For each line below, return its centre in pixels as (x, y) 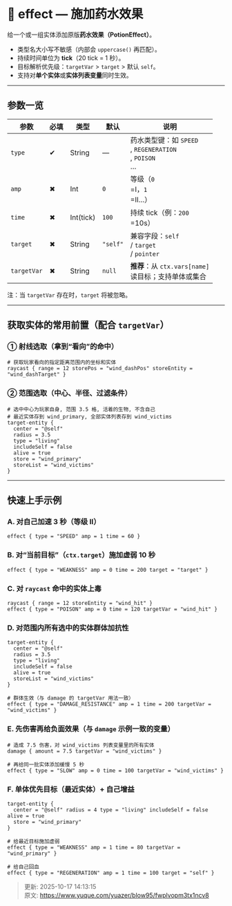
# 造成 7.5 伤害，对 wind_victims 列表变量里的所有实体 (81, 745)
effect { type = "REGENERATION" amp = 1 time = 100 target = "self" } (111, 873)
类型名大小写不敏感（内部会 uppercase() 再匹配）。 (89, 49)
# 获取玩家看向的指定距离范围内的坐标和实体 (62, 363)
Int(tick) (83, 217)
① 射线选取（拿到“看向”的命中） (63, 347)
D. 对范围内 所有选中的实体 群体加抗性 (68, 628)
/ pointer (145, 253)
